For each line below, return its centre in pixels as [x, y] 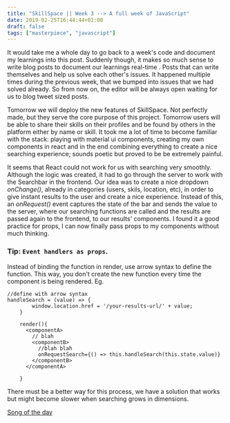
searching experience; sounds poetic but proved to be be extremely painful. [115, 154]
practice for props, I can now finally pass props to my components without [113, 226]
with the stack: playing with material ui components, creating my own [106, 140]
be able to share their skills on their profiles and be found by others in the [112, 124]
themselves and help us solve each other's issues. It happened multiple [109, 75]
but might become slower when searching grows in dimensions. [98, 399]
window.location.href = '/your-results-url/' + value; [113, 306]
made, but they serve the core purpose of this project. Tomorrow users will [114, 117]
